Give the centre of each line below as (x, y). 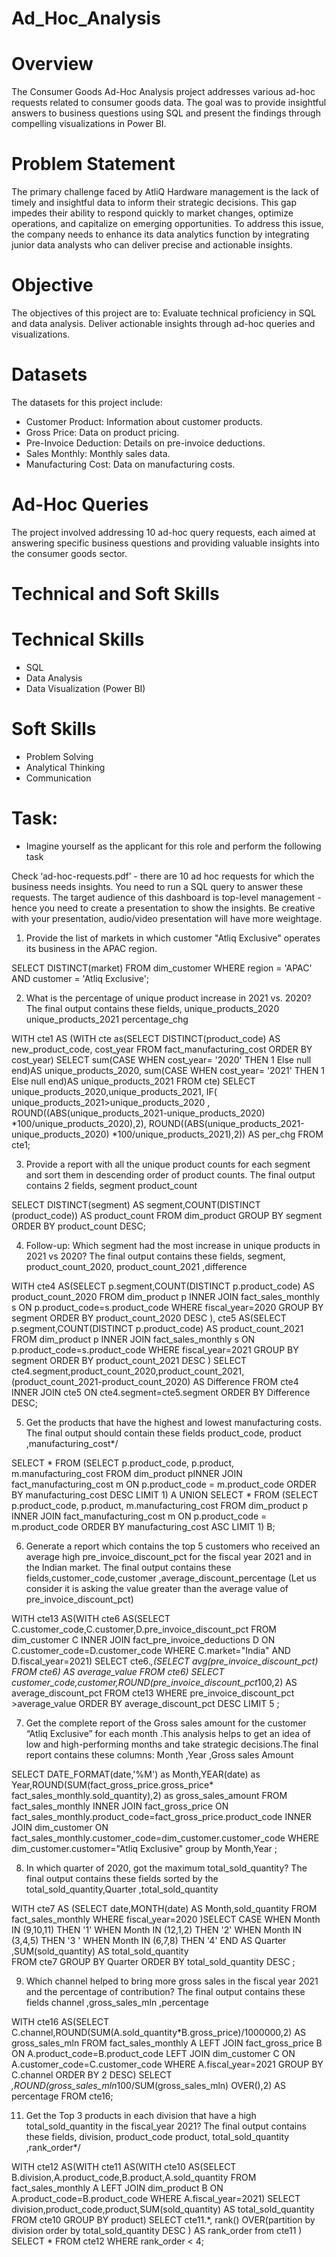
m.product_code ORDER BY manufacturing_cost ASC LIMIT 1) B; (143, 1526)
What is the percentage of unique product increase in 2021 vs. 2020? (168, 998)
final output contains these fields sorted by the (122, 1878)
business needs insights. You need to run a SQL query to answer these (157, 886)
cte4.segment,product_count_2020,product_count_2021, (128, 1371)
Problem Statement (93, 164)
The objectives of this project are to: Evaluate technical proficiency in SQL (164, 313)
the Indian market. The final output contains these (128, 1567)
